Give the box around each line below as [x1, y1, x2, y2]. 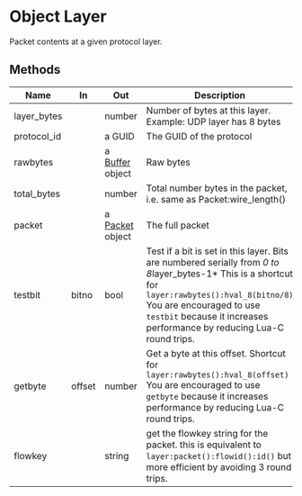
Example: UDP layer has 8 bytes [146, 115, 281, 128]
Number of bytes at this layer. [146, 104, 271, 116]
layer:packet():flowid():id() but [146, 449, 292, 462]
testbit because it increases [146, 310, 269, 322]
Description [194, 88, 245, 101]
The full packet [146, 219, 209, 231]
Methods [9, 62, 61, 77]
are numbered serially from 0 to [146, 256, 280, 268]
